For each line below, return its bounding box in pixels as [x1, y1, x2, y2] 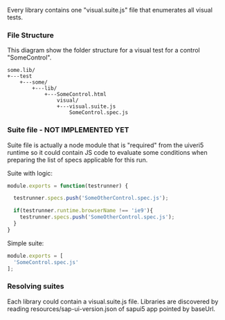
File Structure [7, 30, 54, 40]
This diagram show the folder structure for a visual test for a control [7, 46, 200, 55]
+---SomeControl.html [44, 91, 107, 98]
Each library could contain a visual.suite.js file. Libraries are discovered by [7, 297, 219, 305]
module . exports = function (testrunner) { [7, 182, 129, 189]
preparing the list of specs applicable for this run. [7, 156, 148, 164]
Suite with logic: [7, 169, 53, 177]
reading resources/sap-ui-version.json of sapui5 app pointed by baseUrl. [7, 304, 216, 313]
